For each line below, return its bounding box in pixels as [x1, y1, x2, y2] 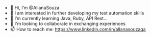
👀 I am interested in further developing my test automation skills [10, 10, 144, 16]
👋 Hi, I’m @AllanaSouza [10, 5, 60, 10]
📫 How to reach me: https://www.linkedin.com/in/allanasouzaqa [10, 26, 146, 32]
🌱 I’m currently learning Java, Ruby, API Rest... [10, 15, 108, 21]
